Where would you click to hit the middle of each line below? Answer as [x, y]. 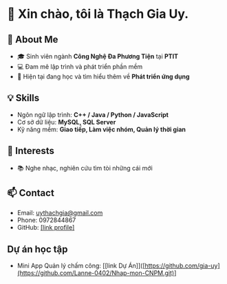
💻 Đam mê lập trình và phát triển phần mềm [80, 67]
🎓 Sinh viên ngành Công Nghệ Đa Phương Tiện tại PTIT [98, 56]
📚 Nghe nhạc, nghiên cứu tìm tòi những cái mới [85, 168]
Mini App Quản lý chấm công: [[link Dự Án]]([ [81, 266]
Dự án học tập [37, 249]
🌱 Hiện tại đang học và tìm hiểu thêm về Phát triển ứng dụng [104, 76]
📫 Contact [31, 193]
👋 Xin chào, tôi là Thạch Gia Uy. [98, 14]
